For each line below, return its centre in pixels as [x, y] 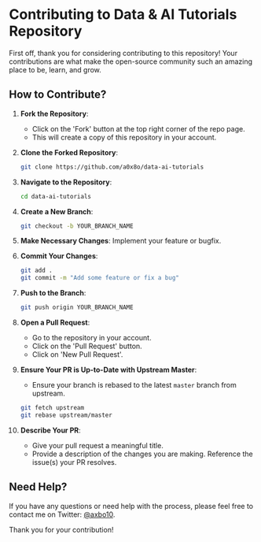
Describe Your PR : [50, 430]
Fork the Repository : [54, 113]
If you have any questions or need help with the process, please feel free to [131, 506]
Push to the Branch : [53, 293]
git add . [37, 271]
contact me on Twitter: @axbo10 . [62, 514]
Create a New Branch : [57, 211]
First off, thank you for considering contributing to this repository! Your [123, 53]
